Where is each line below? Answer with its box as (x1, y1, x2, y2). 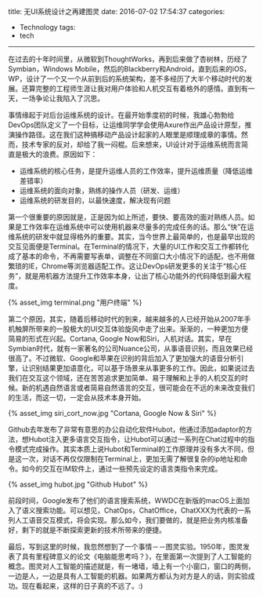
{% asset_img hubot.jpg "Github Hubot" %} (8, 479, 149, 489)
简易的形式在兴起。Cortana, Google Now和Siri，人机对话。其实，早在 (8, 334, 232, 343)
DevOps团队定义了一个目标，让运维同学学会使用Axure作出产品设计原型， (8, 120, 245, 129)
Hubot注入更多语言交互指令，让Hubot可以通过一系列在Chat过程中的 (28, 435, 248, 443)
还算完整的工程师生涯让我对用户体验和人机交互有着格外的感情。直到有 (21, 84, 248, 93)
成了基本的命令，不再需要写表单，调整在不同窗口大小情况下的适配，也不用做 (8, 252, 255, 261)
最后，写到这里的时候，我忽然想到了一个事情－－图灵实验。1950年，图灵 (8, 542, 243, 551)
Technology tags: (19, 23, 76, 31)
